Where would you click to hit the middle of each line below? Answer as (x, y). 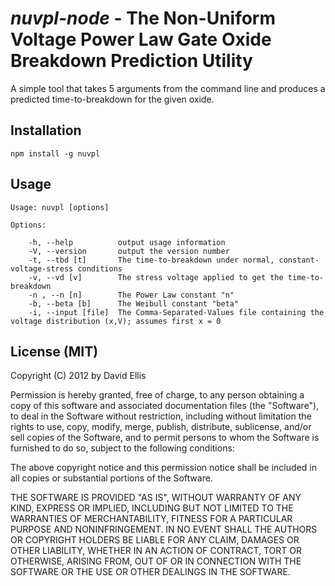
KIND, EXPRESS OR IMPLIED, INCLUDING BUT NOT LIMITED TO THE (152, 508)
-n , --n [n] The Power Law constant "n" (131, 295)
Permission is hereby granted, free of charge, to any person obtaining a (157, 395)
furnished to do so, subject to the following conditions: (122, 448)
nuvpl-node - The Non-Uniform (143, 18)
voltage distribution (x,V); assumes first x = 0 (116, 321)
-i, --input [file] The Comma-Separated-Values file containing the (176, 312)
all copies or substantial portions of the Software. (111, 478)
